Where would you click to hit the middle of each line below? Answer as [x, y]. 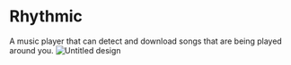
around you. [31, 50]
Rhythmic [46, 16]
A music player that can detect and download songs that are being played [146, 41]
